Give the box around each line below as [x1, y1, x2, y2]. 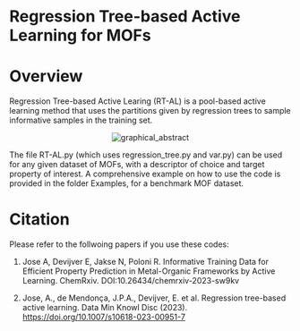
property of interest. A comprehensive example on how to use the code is [9, 168, 281, 180]
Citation [9, 209, 70, 230]
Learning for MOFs [9, 25, 151, 46]
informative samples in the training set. [9, 115, 153, 126]
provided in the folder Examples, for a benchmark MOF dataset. [9, 178, 244, 189]
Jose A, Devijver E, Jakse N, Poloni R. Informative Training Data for [21, 257, 270, 267]
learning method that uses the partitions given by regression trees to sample [9, 106, 291, 116]
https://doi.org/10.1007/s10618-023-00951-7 [21, 311, 186, 323]
